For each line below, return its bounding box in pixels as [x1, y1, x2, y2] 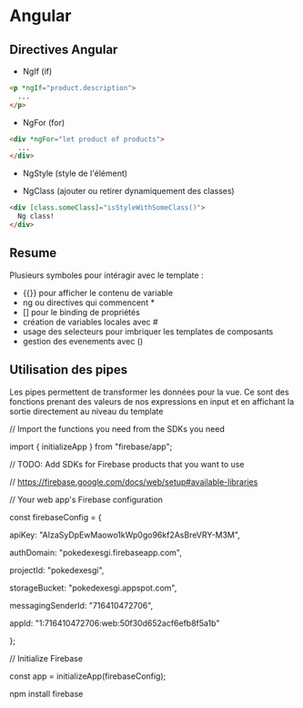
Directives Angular [9, 42, 118, 57]
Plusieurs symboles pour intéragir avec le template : [9, 270, 204, 281]
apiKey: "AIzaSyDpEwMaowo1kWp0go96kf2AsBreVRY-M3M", [9, 529, 241, 540]
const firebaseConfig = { [9, 511, 102, 522]
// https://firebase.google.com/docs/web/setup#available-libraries [9, 476, 258, 487]
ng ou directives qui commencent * [22, 297, 155, 308]
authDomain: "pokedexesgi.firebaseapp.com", [9, 547, 182, 558]
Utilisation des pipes [9, 362, 128, 378]
